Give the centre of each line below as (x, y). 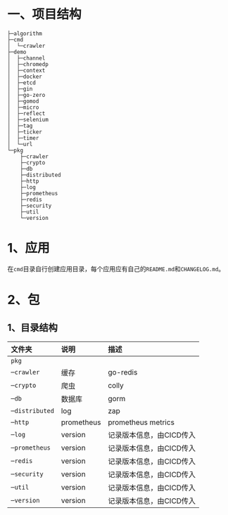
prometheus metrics (141, 422)
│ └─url (20, 144)
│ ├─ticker (25, 132)
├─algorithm (25, 33)
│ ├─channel (26, 58)
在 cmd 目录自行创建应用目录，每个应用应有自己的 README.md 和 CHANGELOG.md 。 (116, 268)
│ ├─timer (23, 138)
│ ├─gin (20, 89)
